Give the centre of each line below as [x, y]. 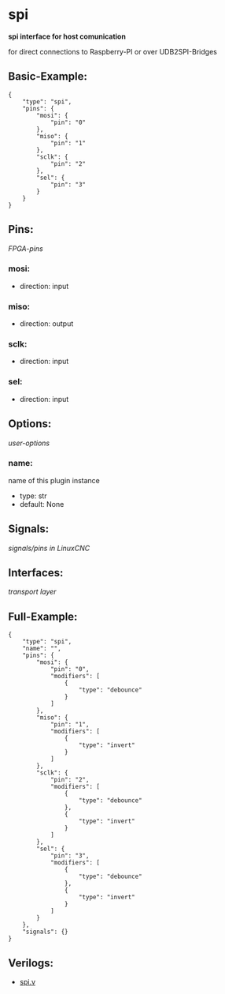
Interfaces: [36, 573]
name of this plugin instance [54, 480]
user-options [29, 443]
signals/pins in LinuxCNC [49, 548]
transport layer [32, 592]
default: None [42, 504]
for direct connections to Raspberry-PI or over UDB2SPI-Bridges [113, 51]
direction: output [46, 324]
